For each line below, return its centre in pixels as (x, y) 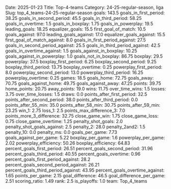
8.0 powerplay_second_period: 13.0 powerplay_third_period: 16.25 (75, 73)
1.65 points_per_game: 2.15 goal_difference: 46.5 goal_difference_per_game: (86, 175)
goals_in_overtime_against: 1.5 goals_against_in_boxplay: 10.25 (71, 51)
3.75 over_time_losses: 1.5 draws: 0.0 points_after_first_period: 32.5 (76, 94)
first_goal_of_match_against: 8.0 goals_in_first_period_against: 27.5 (76, 40)
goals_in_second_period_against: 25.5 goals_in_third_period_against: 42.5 (83, 45)
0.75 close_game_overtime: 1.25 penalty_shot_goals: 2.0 (64, 121)
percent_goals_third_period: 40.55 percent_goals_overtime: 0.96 (73, 154)
